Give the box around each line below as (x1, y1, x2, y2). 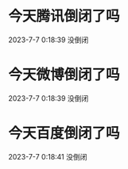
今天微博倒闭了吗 (8, 66, 121, 84)
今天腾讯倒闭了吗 (8, 7, 121, 25)
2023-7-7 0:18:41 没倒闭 (8, 152, 87, 161)
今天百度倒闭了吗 (8, 125, 121, 143)
